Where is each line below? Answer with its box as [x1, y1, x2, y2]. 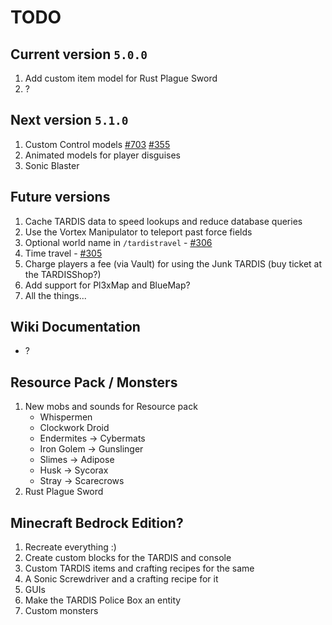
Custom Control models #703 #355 [24, 138, 171, 150]
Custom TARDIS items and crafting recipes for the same [24, 562, 255, 575]
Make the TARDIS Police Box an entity [24, 594, 182, 606]
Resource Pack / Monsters [10, 374, 178, 391]
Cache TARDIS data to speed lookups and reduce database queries [24, 215, 303, 227]
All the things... [24, 289, 87, 301]
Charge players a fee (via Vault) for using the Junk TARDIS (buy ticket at [24, 257, 323, 270]
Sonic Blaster [24, 159, 80, 171]
